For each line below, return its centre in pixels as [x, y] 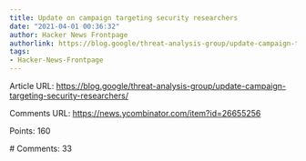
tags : [20, 52]
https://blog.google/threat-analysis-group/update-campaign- [171, 86]
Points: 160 [30, 131]
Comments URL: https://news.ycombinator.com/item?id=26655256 [135, 113]
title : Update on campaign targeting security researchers [124, 18]
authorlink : [32, 43]
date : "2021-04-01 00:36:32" [65, 26]
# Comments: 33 [41, 148]
